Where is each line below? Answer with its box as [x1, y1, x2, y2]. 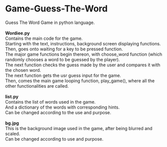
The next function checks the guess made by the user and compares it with [5, 62, 161, 68]
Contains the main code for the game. [5, 35, 83, 41]
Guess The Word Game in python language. [5, 19, 95, 25]
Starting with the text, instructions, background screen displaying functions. [5, 40, 161, 46]
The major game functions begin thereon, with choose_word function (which [5, 51, 163, 57]
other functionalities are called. [5, 83, 69, 89]
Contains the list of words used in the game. [5, 99, 96, 105]
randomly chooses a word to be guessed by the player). [5, 56, 120, 62]
